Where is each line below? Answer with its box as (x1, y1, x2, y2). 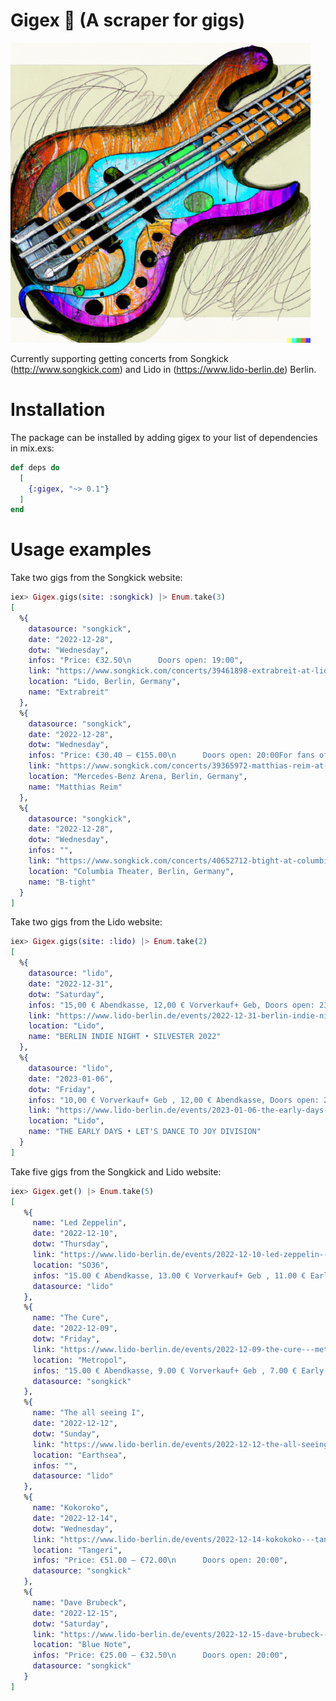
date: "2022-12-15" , (32, 1608, 118, 1618)
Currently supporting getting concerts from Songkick (10, 352, 229, 364)
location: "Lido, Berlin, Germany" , (28, 677, 182, 687)
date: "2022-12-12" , (32, 1419, 118, 1429)
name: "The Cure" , (32, 1313, 110, 1323)
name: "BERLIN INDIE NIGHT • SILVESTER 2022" (28, 1032, 222, 1042)
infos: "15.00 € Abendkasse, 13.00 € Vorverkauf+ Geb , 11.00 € (32, 1270, 307, 1281)
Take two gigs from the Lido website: (10, 916, 163, 928)
